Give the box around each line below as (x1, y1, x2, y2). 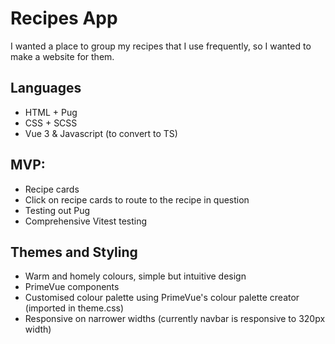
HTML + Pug (24, 106, 78, 118)
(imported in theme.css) (24, 302, 125, 314)
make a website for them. (10, 50, 115, 62)
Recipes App (10, 7, 118, 30)
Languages (10, 80, 82, 97)
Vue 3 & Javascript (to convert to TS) (24, 127, 178, 139)
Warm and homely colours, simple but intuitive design (24, 270, 247, 282)
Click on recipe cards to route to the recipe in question (24, 193, 250, 206)
